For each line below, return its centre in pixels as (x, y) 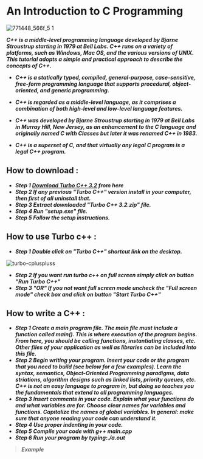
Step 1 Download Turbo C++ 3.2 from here (69, 185)
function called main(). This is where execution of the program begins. (106, 334)
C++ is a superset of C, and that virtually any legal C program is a (100, 145)
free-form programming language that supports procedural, (93, 84)
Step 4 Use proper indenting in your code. (69, 425)
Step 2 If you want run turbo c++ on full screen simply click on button (105, 275)
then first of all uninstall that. (53, 198)
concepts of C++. (29, 66)
